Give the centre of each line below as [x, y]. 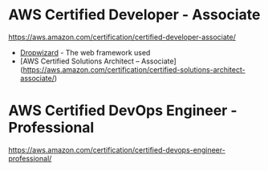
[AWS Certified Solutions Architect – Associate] [98, 61]
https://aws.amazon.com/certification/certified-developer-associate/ [122, 37]
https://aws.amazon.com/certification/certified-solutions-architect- [134, 69]
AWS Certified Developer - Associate [134, 15]
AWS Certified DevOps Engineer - [123, 111]
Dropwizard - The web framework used [85, 52]
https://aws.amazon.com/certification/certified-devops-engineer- [117, 149]
